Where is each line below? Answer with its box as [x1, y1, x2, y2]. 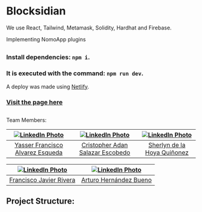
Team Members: [6, 116, 47, 124]
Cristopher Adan [81, 141, 128, 149]
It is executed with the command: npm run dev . [6, 69, 144, 77]
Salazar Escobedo [79, 148, 130, 157]
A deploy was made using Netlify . [6, 83, 90, 90]
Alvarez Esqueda [14, 148, 63, 157]
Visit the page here [6, 98, 63, 106]
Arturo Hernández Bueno [81, 175, 152, 184]
